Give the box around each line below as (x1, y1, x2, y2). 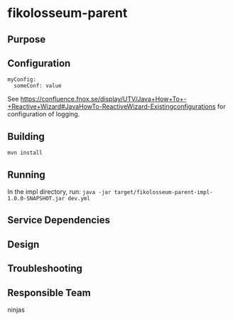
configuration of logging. (7, 110, 80, 119)
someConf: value (13, 82, 62, 89)
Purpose (7, 33, 46, 45)
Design (7, 238, 40, 250)
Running (7, 168, 46, 180)
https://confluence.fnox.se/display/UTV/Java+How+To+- (20, 94, 187, 104)
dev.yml (67, 195, 91, 202)
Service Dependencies (7, 214, 110, 227)
